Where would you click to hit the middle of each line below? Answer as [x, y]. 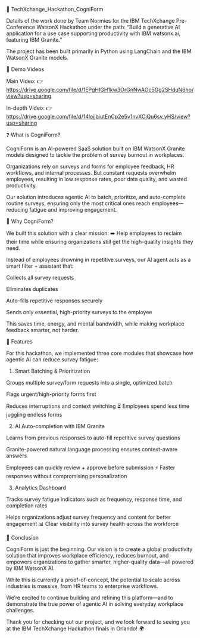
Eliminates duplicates [32, 289]
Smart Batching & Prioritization [52, 371]
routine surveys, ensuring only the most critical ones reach [78, 203]
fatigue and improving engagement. [73, 210]
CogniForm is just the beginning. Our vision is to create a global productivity [99, 549]
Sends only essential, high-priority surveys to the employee [79, 312]
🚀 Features [19, 342]
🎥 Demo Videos [25, 69]
